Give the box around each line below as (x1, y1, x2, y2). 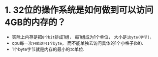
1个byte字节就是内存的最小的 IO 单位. (11, 46, 85, 52)
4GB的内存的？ (4, 17, 66, 28)
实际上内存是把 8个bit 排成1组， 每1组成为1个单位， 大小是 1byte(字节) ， (11, 34, 155, 40)
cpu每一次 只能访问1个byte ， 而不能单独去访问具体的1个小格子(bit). (11, 40, 144, 46)
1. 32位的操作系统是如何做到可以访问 (4, 4, 154, 16)
